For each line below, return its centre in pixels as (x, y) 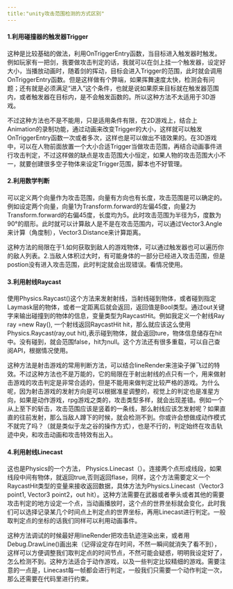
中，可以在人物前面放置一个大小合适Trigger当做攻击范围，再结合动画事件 (112, 146)
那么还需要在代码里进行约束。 (50, 579)
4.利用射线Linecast (35, 451)
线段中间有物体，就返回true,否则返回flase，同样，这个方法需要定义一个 (109, 477)
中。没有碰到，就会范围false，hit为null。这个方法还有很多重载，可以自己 (111, 342)
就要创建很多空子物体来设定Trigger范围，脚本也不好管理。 (102, 163)
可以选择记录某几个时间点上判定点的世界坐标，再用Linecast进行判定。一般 (119, 512)
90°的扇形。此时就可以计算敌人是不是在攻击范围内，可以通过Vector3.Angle (115, 224)
